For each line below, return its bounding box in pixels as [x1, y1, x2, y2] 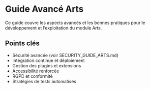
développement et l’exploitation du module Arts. [5, 25, 102, 30]
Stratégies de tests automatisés [12, 78, 77, 84]
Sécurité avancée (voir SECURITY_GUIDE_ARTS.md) [12, 52, 119, 58]
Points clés [5, 39, 40, 48]
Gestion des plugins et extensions [12, 62, 81, 68]
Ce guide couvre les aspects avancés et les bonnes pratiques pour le [5, 20, 146, 26]
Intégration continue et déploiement [12, 58, 85, 63]
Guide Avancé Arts [5, 3, 84, 15]
